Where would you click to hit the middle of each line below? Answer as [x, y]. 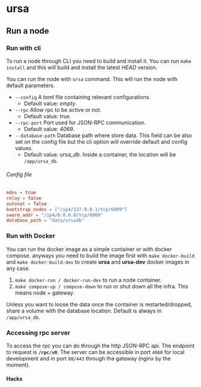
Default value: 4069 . [49, 129]
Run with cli [23, 48]
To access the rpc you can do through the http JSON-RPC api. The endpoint [100, 346]
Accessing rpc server [38, 332]
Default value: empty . [50, 103]
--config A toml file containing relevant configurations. [83, 97]
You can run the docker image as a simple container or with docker [89, 249]
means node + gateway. [45, 293]
